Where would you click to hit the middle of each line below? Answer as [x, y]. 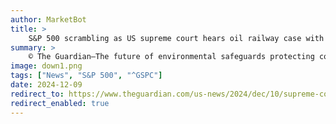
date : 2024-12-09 [46, 85]
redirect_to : [37, 94]
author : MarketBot [48, 19]
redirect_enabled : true [60, 103]
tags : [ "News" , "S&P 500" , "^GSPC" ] [86, 76]
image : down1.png [46, 66]
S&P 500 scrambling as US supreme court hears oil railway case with [176, 38]
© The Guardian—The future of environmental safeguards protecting [171, 57]
